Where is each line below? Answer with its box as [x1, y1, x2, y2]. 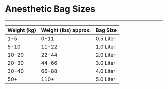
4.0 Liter [95, 67, 116, 74]
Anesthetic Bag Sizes [5, 3, 96, 15]
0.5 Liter [95, 35, 116, 42]
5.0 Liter [95, 76, 116, 83]
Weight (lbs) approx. [41, 26, 91, 33]
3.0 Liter [95, 59, 116, 66]
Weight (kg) [7, 26, 36, 33]
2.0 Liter [95, 51, 116, 58]
